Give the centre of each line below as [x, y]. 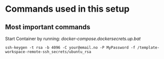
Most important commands [48, 27]
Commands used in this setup [67, 9]
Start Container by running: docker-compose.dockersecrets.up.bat [73, 39]
